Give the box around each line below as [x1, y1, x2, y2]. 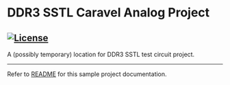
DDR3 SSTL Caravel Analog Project [7, 5, 210, 21]
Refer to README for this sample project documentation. [7, 70, 167, 78]
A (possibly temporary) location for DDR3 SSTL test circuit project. [7, 50, 195, 58]
